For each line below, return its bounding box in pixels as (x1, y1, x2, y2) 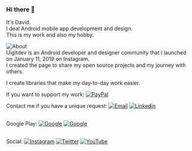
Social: (6, 138, 23, 145)
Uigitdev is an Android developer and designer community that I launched (6, 49, 187, 56)
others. (6, 68, 24, 75)
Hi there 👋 (6, 5, 36, 14)
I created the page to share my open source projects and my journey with (6, 62, 186, 69)
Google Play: (6, 120, 37, 127)
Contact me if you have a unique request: (6, 102, 108, 110)
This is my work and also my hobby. (6, 31, 94, 38)
